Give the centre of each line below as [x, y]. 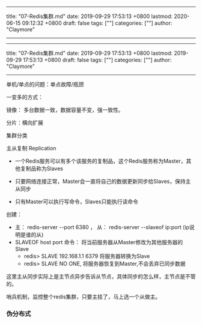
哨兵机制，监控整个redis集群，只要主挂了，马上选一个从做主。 [84, 297]
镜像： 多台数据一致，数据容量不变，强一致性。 [65, 110]
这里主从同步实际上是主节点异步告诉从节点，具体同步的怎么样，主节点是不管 [101, 276]
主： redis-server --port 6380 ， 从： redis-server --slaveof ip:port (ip [102, 227]
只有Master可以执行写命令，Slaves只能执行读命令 [76, 201]
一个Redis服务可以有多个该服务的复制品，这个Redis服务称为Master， [100, 161]
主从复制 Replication [31, 148]
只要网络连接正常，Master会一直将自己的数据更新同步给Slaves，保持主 [103, 181]
